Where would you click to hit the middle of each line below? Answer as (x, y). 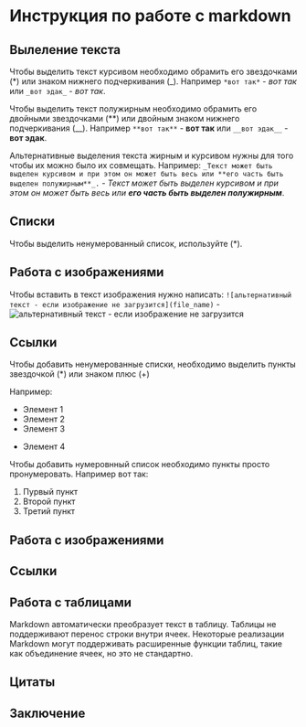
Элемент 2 (44, 419)
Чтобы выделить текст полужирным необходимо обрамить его (133, 109)
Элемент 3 (44, 429)
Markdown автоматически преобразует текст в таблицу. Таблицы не (143, 625)
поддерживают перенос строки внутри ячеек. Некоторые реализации (147, 634)
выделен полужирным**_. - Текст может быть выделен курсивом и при (144, 183)
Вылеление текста (65, 50)
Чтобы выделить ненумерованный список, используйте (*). (126, 243)
